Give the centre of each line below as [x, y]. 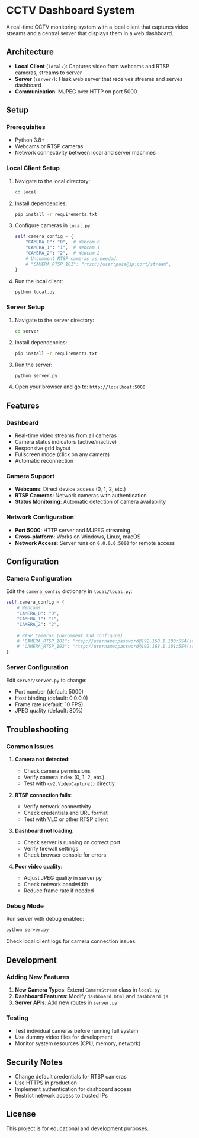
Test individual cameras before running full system [76, 1031]
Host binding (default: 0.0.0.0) [51, 698]
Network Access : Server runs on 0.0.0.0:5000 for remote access [95, 543]
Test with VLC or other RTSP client [66, 819]
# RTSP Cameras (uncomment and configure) [70, 635]
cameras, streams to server [48, 73]
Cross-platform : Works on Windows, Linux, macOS [78, 537]
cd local [25, 192]
